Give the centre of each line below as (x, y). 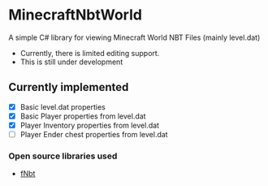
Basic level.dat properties (63, 106)
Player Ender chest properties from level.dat (94, 134)
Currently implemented (69, 87)
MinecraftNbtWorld (75, 15)
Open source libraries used (63, 156)
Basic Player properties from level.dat (83, 116)
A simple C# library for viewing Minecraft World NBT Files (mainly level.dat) (134, 37)
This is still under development (71, 62)
